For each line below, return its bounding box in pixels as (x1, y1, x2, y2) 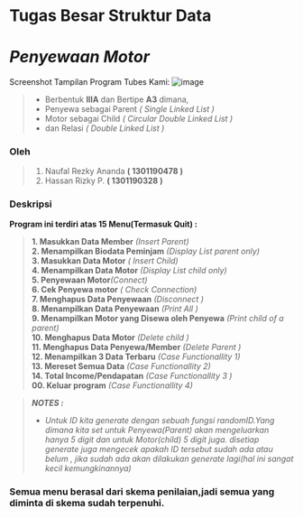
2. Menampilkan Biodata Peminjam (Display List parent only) (31, 245, 260, 256)
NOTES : (31, 397, 64, 408)
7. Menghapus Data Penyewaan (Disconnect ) (31, 293, 205, 304)
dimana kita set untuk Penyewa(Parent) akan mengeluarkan (44, 424, 270, 435)
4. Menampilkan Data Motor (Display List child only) (31, 264, 227, 275)
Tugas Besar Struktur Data (9, 5, 212, 26)
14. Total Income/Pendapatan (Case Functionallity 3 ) (31, 370, 233, 381)
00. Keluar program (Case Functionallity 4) (31, 380, 194, 391)
